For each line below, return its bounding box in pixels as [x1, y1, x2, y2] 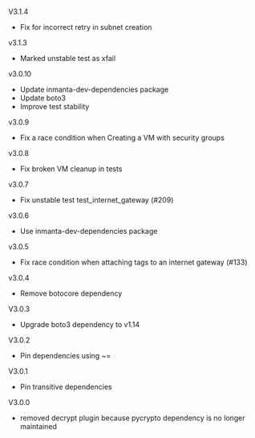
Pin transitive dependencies [19, 382, 112, 391]
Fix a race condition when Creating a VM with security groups [19, 133, 225, 142]
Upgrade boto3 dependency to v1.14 [19, 320, 140, 329]
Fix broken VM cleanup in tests [19, 164, 123, 174]
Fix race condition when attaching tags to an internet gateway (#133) [19, 257, 248, 267]
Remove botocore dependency [19, 289, 123, 298]
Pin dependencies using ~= [19, 351, 111, 360]
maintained [19, 422, 58, 431]
